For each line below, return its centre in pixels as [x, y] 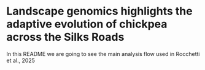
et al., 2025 [21, 60]
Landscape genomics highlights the [99, 11]
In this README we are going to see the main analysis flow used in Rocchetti [103, 54]
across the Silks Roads [65, 37]
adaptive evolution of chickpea [87, 24]
